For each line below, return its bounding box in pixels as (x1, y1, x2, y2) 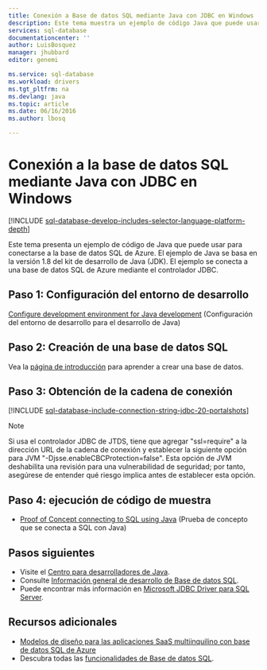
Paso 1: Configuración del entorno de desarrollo (8, 288, 249, 302)
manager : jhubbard (8, 48, 69, 56)
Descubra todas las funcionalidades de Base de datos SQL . (19, 653, 215, 663)
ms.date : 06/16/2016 (8, 107, 77, 115)
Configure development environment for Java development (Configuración (8, 309, 253, 319)
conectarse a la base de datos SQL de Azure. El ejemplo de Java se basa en (8, 248, 258, 258)
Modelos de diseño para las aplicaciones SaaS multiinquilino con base (19, 637, 250, 646)
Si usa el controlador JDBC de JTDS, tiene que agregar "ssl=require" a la (8, 436, 248, 446)
